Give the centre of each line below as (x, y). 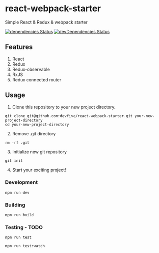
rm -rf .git (17, 143)
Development (22, 182)
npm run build (20, 215)
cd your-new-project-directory (37, 125)
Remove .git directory (34, 133)
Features (19, 47)
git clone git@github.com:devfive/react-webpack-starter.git (69, 116)
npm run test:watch (25, 246)
